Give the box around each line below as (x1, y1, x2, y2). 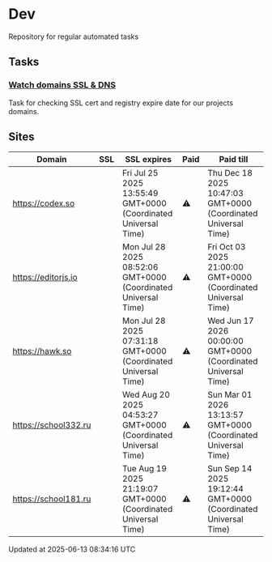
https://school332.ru (12, 419, 91, 431)
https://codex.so (12, 198, 75, 209)
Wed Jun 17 (207, 315, 254, 326)
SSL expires (125, 154, 172, 165)
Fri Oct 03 (207, 241, 246, 253)
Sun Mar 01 (207, 390, 253, 401)
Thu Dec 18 (207, 168, 253, 179)
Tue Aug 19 (122, 463, 168, 475)
